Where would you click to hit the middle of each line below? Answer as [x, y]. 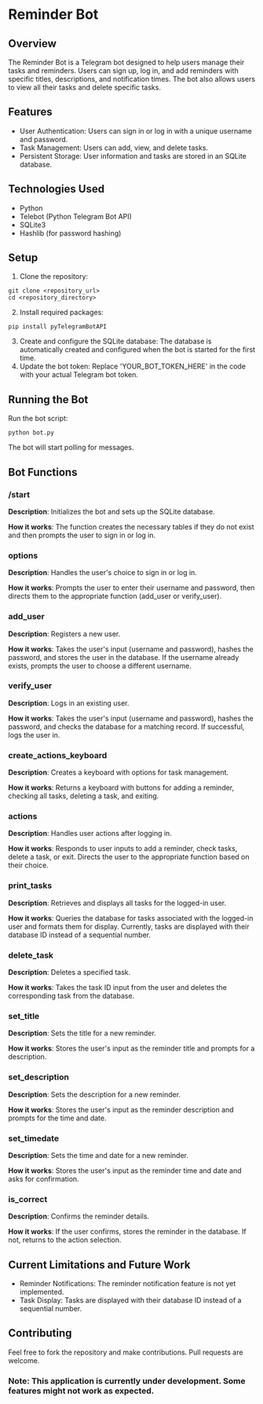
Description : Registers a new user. [64, 633]
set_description [38, 1077]
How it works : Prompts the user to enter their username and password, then [131, 588]
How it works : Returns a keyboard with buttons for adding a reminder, [121, 788]
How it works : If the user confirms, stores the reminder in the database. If [127, 1232]
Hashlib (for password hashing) [70, 233]
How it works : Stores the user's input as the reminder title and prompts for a [131, 1048]
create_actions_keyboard [58, 755]
